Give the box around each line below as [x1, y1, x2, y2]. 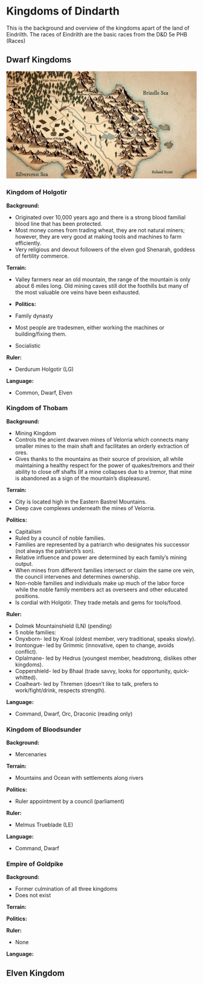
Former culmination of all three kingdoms [14, 885, 118, 893]
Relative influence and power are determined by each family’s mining [14, 553, 187, 561]
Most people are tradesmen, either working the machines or [14, 324, 165, 331]
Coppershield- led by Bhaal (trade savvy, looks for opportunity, [14, 667, 172, 674]
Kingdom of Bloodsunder [6, 725, 82, 734]
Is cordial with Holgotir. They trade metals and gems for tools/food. [14, 599, 182, 606]
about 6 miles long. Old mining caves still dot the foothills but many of [14, 282, 189, 289]
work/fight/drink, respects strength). [14, 686, 106, 694]
